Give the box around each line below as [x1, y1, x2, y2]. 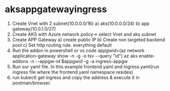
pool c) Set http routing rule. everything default [12, 42, 112, 48]
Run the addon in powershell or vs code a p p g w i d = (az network [12, 47, 145, 53]
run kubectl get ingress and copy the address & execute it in [12, 74, 140, 80]
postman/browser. [12, 80, 51, 86]
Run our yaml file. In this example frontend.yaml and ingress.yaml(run [12, 64, 160, 70]
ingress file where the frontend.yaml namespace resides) [12, 69, 134, 75]
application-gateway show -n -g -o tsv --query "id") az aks [12, 52, 138, 59]
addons [12, 58, 29, 64]
